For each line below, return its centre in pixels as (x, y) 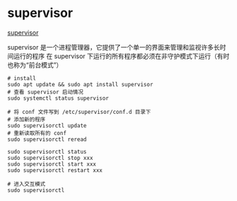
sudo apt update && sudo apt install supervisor (80, 84)
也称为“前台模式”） (35, 64)
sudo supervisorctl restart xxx (55, 170)
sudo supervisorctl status (47, 151)
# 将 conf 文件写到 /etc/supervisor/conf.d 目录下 (79, 112)
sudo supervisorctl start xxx (52, 164)
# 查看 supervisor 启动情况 (45, 92)
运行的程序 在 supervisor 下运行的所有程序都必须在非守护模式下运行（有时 (121, 56)
